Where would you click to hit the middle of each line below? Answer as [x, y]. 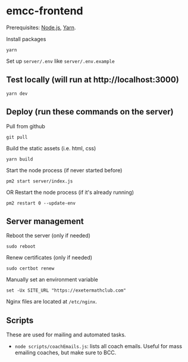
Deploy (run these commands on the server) [90, 112]
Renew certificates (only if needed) [49, 258]
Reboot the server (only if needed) [48, 236]
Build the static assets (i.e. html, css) [51, 148]
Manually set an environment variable [52, 280]
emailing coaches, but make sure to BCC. [65, 352]
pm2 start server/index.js [40, 181]
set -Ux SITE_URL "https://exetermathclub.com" [66, 290]
